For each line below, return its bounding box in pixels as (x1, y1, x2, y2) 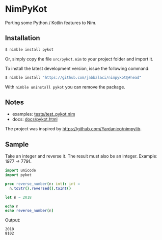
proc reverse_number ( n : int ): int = (5, 181, 80, 186)
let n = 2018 (5, 195, 32, 200)
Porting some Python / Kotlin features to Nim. (5, 20, 97, 26)
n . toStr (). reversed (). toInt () (9, 186, 71, 191)
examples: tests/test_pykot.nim (12, 111, 75, 117)
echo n (5, 204, 19, 209)
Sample (5, 140, 29, 149)
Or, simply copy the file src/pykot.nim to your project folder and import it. (5, 56, 154, 62)
